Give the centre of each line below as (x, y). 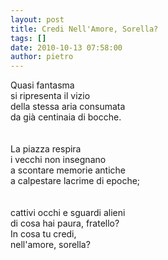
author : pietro (42, 57)
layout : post (37, 19)
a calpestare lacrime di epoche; (75, 181)
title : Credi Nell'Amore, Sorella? (84, 29)
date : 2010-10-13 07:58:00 (66, 47)
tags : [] (28, 38)
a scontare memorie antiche (68, 170)
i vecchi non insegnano (58, 160)
